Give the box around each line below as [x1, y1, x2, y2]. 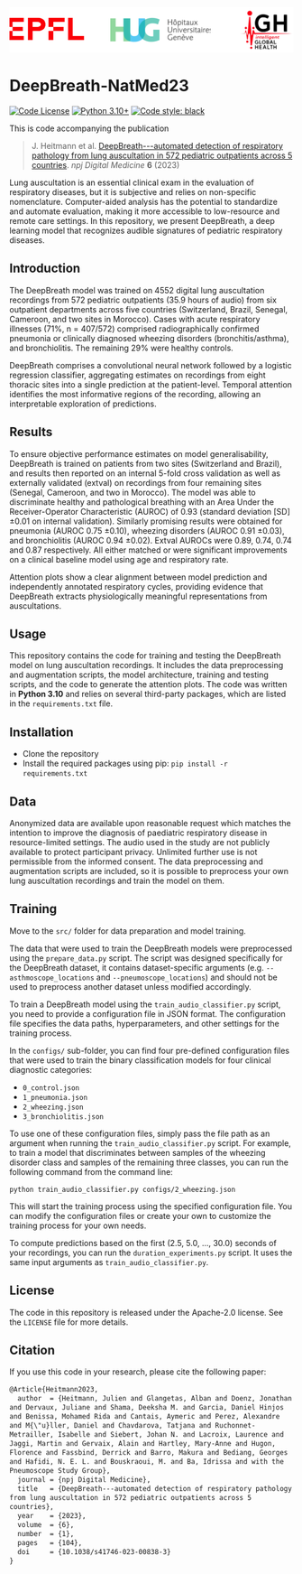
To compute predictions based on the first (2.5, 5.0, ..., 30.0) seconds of [9, 1237, 277, 1248]
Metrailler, [9, 1430, 54, 1439]
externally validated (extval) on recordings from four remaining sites [9, 477, 262, 488]
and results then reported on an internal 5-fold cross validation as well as [9, 468, 281, 479]
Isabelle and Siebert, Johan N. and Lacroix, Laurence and [57, 1430, 284, 1439]
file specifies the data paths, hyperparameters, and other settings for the [9, 1018, 279, 1029]
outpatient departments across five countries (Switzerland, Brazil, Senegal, [9, 303, 288, 314]
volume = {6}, [17, 1521, 75, 1530]
